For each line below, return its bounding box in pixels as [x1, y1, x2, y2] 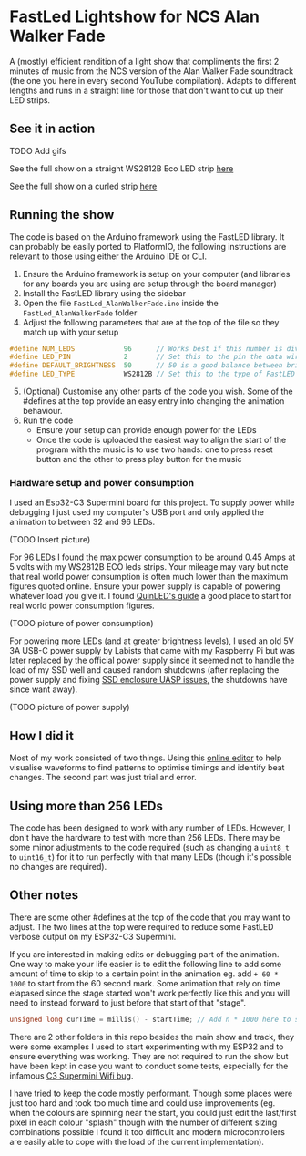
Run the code [22, 415, 74, 426]
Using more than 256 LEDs [9, 798, 164, 813]
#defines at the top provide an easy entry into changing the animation [22, 396, 285, 407]
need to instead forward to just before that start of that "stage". [9, 996, 247, 1008]
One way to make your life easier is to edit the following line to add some [9, 958, 282, 969]
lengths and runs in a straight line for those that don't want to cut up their [9, 85, 284, 96]
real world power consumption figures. [9, 600, 155, 612]
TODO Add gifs [9, 145, 66, 156]
